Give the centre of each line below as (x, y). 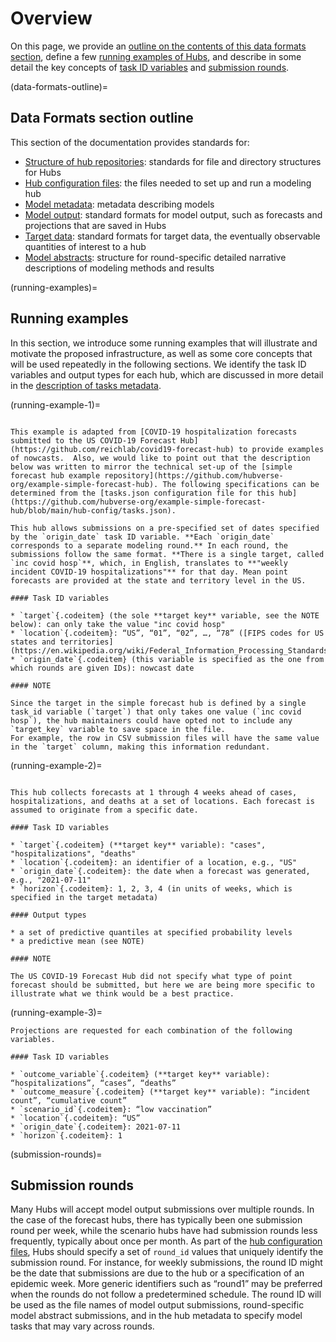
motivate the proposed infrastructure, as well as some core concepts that (161, 353)
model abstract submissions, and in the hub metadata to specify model (156, 1316)
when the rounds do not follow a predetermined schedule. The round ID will (166, 1294)
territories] (86, 642)
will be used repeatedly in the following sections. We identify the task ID (158, 364)
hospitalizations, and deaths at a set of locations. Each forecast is (162, 801)
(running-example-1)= (56, 404)
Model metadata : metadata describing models (119, 204)
